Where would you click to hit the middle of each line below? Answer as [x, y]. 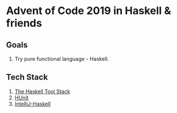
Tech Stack [27, 77]
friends [24, 23]
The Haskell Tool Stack [42, 91]
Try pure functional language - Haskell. [62, 59]
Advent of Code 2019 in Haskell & [89, 11]
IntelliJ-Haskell [33, 104]
